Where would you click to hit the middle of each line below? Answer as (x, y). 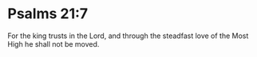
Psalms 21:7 (48, 14)
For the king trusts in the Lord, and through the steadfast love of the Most (128, 36)
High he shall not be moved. (53, 44)
